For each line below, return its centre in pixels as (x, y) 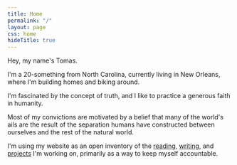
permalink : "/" (30, 21)
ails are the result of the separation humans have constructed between (111, 124)
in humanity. (26, 103)
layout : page (27, 27)
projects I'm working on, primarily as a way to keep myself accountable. (113, 154)
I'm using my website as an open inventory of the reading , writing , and (111, 146)
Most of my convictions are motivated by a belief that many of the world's (116, 117)
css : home (22, 34)
